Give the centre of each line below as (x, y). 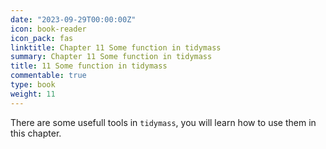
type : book (33, 85)
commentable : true (48, 76)
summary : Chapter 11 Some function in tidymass (111, 57)
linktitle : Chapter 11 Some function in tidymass (116, 47)
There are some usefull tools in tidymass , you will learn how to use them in (163, 122)
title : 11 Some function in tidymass (89, 66)
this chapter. (36, 133)
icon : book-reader (48, 29)
